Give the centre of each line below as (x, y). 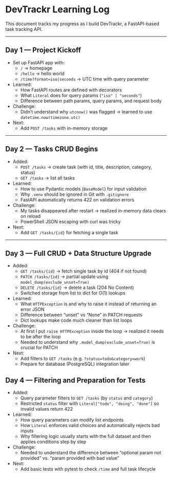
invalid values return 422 (47, 409)
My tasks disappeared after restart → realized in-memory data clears (93, 210)
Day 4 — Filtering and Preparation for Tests (76, 380)
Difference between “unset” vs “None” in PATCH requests (81, 315)
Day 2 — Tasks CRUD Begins (52, 149)
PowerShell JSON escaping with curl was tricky (71, 222)
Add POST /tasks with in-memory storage (64, 128)
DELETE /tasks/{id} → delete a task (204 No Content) (77, 288)
